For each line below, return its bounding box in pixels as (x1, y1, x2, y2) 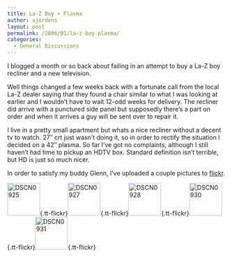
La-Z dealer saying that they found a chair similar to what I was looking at (7, 90, 218, 98)
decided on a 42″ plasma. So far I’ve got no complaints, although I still (7, 141, 209, 149)
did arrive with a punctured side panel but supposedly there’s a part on (7, 105, 211, 113)
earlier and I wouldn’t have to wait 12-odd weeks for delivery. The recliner (7, 98, 219, 105)
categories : (7, 36, 42, 43)
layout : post (7, 23, 45, 30)
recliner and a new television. (7, 69, 92, 77)
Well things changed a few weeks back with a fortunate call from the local (7, 83, 219, 91)
